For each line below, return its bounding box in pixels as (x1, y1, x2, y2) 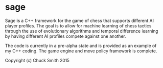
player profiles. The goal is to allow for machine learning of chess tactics (5, 23, 152, 28)
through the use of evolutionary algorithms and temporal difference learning (5, 28, 159, 34)
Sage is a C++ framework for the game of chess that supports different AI (5, 18, 154, 23)
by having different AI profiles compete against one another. (5, 33, 126, 39)
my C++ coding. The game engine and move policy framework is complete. (5, 48, 158, 54)
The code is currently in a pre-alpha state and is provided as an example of (5, 43, 157, 48)
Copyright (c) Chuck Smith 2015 (5, 57, 70, 63)
